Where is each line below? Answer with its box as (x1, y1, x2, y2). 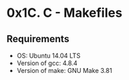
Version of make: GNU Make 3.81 (16, 67, 113, 74)
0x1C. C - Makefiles (6, 5, 123, 21)
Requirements (6, 33, 69, 45)
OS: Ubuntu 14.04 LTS (16, 51, 81, 60)
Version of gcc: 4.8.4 (16, 59, 78, 67)
